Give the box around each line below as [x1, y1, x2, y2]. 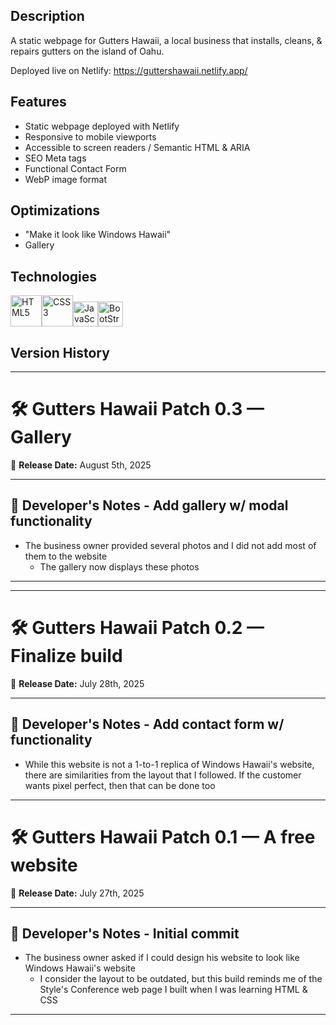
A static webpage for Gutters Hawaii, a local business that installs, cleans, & [10, 34, 323, 46]
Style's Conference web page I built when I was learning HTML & [39, 984, 308, 996]
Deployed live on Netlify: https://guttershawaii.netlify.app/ [10, 64, 248, 76]
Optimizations [10, 202, 100, 219]
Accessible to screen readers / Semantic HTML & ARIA [24, 141, 251, 153]
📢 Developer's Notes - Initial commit [10, 925, 240, 942]
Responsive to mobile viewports [24, 130, 157, 143]
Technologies [10, 268, 98, 285]
